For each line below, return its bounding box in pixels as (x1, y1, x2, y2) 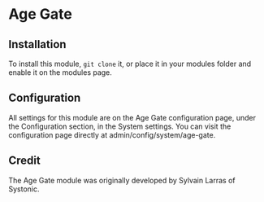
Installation (8, 37, 67, 51)
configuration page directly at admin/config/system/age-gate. (8, 130, 216, 139)
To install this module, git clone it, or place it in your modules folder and (8, 59, 252, 68)
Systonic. (8, 184, 40, 194)
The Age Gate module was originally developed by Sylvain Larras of (8, 175, 236, 185)
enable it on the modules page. (8, 68, 112, 77)
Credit (8, 154, 41, 168)
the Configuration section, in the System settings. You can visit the (8, 121, 232, 131)
